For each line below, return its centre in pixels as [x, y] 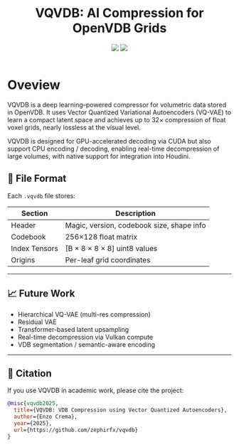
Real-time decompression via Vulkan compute [85, 337]
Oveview [34, 85]
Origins [23, 259]
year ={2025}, [33, 423]
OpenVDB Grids [119, 28]
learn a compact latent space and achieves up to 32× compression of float [117, 119]
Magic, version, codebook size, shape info [136, 225]
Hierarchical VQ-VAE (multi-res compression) [84, 314]
